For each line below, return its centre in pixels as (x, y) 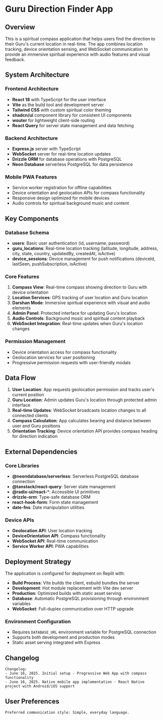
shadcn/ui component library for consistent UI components (72, 115)
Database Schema (27, 232)
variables (21, 604)
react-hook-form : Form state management (55, 502)
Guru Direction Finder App (59, 9)
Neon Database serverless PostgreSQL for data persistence (72, 164)
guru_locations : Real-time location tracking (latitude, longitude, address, (85, 248)
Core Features (22, 276)
